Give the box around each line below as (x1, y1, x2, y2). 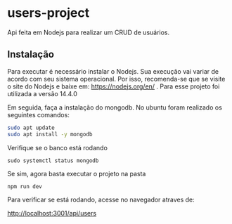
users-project (7, 5, 90, 21)
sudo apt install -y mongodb (7, 131, 93, 138)
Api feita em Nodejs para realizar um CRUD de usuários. (7, 28, 170, 37)
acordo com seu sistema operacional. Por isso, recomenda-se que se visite (7, 74, 226, 83)
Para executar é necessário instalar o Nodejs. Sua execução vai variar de (7, 67, 219, 75)
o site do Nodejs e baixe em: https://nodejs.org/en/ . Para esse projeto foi (7, 82, 220, 91)
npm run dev (7, 183, 42, 190)
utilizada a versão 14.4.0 (7, 89, 77, 98)
